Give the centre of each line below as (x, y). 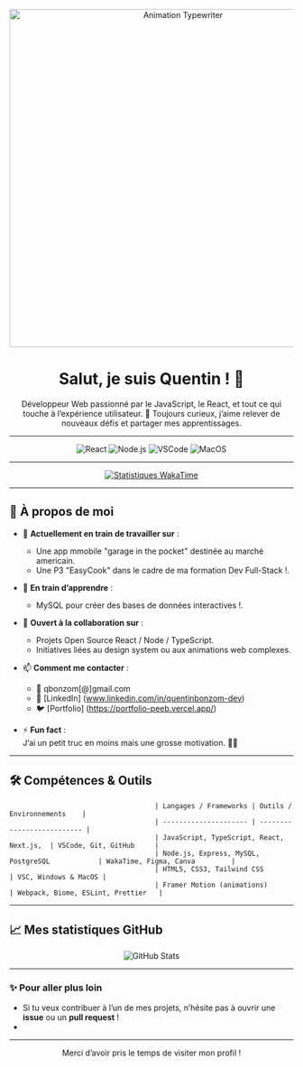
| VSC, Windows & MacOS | (58, 877)
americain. (55, 560)
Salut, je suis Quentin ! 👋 (151, 379)
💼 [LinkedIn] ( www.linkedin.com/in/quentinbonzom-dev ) (140, 698)
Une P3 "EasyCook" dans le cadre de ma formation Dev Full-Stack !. (163, 570)
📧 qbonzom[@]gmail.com (83, 688)
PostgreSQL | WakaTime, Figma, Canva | (123, 861)
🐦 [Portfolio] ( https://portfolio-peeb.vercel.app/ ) (126, 708)
